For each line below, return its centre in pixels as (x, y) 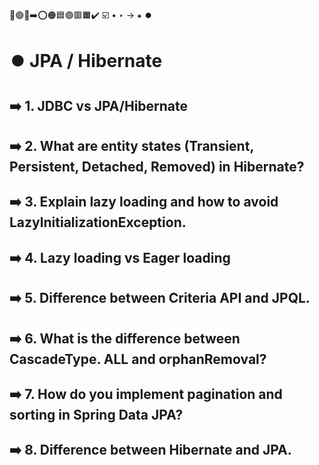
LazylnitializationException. (98, 222)
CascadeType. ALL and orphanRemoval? (138, 359)
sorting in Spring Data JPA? (96, 414)
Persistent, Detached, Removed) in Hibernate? (157, 166)
